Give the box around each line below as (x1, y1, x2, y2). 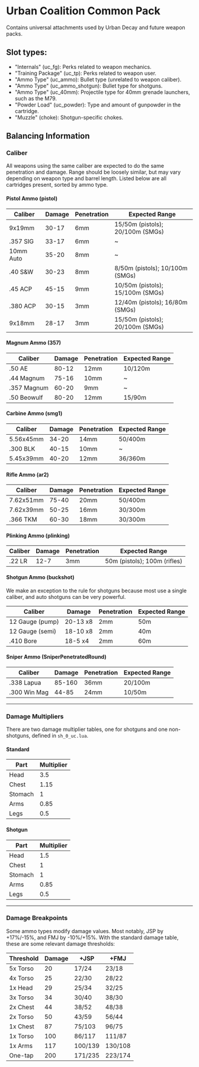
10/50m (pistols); (114, 281, 163, 289)
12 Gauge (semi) (9, 627, 57, 635)
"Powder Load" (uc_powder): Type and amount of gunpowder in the (14, 101, 181, 108)
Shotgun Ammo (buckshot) (6, 574, 75, 581)
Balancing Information (6, 131, 90, 141)
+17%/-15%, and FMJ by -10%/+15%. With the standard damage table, (6, 934, 179, 941)
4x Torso (9, 974, 34, 982)
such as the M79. (14, 95, 57, 102)
